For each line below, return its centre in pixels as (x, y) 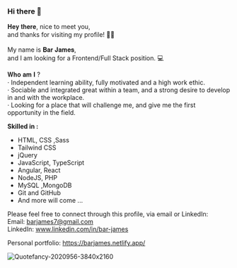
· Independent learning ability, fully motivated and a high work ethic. (106, 83)
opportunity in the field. (41, 113)
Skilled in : (23, 126)
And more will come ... (50, 201)
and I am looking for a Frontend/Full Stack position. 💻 (86, 58)
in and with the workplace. (46, 98)
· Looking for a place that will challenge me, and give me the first (102, 105)
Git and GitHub (39, 193)
